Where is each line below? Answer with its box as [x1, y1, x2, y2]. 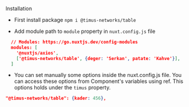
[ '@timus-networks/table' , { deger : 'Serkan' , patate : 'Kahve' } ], [16, 55, 181, 61]
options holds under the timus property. [14, 84, 111, 91]
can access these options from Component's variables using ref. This [14, 78, 184, 85]
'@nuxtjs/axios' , [16, 50, 59, 56]
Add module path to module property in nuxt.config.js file [14, 28, 156, 35]
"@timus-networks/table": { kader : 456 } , [5, 95, 107, 102]
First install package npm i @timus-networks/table [14, 16, 136, 23]
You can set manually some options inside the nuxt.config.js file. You [14, 72, 182, 79]
